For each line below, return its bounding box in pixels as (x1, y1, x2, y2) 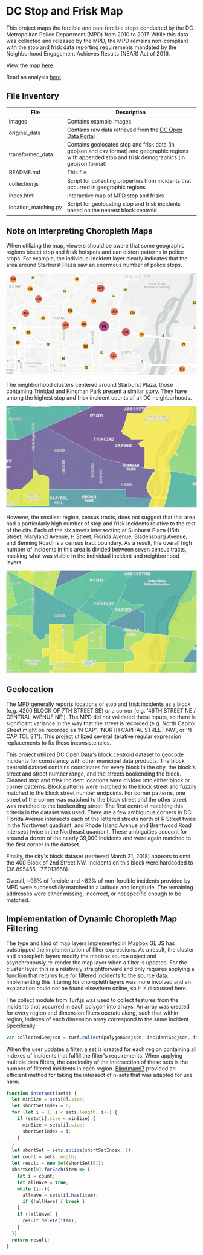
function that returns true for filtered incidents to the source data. (6, 972, 169, 979)
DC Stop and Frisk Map (6, 4, 123, 18)
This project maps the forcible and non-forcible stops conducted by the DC (6, 24, 193, 31)
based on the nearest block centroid (67, 207, 157, 214)
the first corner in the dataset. (6, 840, 80, 848)
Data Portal (67, 132, 95, 140)
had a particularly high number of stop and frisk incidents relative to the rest (6, 520, 196, 527)
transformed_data (8, 150, 53, 158)
